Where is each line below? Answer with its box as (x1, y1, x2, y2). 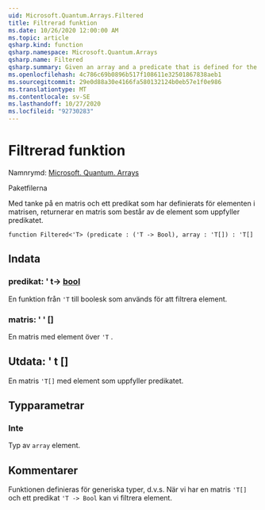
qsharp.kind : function (8, 41, 83, 49)
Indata (8, 252, 41, 266)
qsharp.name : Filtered (8, 56, 83, 64)
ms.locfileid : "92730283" (8, 108, 94, 116)
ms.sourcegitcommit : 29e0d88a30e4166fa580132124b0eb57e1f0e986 (8, 78, 222, 86)
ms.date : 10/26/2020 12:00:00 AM (8, 26, 119, 34)
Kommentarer (8, 463, 79, 477)
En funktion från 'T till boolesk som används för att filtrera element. (8, 294, 228, 304)
